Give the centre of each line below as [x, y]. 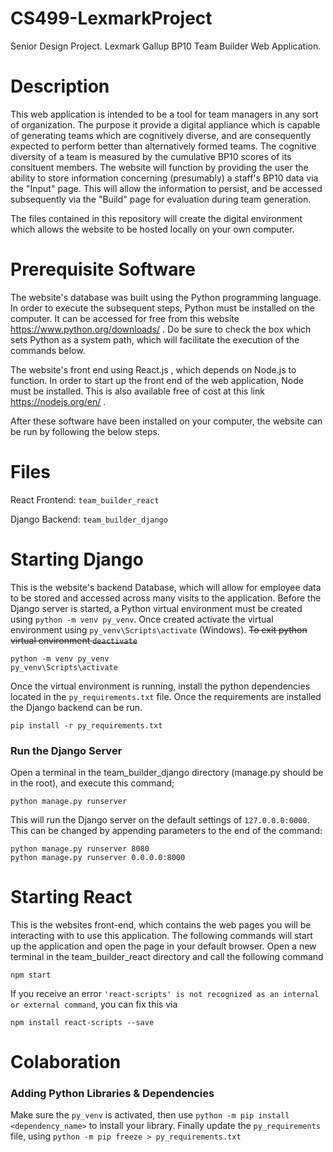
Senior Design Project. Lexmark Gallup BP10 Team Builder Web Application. [166, 46]
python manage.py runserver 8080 [80, 848]
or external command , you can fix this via [94, 1004]
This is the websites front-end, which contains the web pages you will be [161, 924]
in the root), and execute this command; [92, 783]
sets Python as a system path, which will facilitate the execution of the [155, 339]
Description [60, 86]
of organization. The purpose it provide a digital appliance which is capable [165, 124]
